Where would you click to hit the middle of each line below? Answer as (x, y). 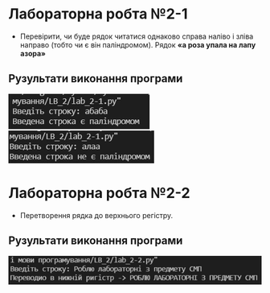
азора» (33, 53)
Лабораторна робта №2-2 (99, 193)
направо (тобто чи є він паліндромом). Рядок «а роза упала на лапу (138, 44)
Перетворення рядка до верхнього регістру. (96, 215)
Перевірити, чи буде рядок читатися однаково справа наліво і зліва (137, 36)
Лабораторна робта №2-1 (98, 14)
